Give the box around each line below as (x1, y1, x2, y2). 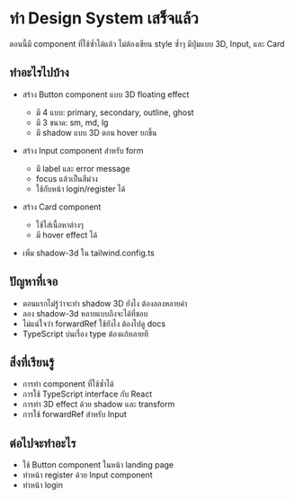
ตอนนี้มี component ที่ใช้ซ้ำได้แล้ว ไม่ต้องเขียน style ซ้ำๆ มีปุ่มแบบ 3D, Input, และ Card (9, 38, 285, 49)
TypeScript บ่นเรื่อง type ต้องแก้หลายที (22, 328, 149, 339)
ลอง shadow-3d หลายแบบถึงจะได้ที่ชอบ (22, 307, 148, 318)
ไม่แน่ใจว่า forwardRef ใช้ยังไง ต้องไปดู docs (22, 318, 166, 329)
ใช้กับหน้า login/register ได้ (35, 183, 126, 194)
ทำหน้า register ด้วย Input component (22, 469, 153, 480)
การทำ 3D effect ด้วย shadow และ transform (22, 399, 175, 410)
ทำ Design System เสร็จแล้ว (9, 8, 200, 29)
